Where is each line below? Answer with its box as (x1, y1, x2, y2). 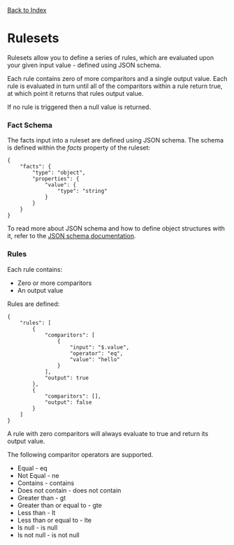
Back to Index (7, 6, 47, 14)
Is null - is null (17, 523, 58, 532)
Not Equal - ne (17, 471, 59, 479)
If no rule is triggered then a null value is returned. (7, 103, 152, 111)
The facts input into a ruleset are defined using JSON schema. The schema (7, 136, 224, 145)
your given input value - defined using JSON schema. (7, 61, 162, 69)
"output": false (44, 398, 92, 406)
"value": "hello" (69, 356, 120, 363)
